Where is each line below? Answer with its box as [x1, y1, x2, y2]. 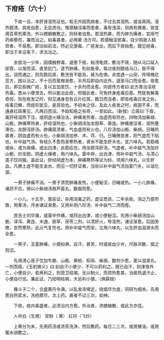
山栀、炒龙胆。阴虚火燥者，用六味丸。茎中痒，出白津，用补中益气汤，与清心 [5, 151, 159, 157]
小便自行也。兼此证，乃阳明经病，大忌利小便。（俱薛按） [5, 276, 119, 281]
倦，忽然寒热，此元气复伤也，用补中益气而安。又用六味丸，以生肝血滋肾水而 [5, 224, 159, 230]
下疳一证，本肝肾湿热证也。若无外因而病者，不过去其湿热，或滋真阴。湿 [14, 19, 159, 24]
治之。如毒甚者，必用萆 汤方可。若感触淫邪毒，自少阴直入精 [35, 37, 156, 42]
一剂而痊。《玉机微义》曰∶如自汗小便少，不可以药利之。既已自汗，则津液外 [5, 263, 154, 269]
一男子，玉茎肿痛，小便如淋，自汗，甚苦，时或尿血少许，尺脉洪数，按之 [14, 241, 159, 247]
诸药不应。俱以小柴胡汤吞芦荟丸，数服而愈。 [5, 185, 95, 191]
